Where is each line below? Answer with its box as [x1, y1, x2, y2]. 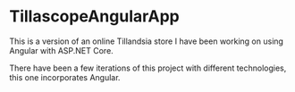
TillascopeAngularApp [9, 6, 181, 27]
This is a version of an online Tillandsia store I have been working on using [9, 36, 284, 46]
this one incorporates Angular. [9, 71, 121, 82]
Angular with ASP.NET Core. [9, 45, 114, 55]
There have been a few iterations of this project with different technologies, [9, 63, 287, 73]
